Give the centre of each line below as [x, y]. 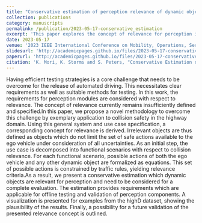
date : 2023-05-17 [28, 40]
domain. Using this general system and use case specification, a [86, 124]
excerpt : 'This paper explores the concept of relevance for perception [99, 34]
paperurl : [19, 57]
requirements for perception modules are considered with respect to [91, 98]
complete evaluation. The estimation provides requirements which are [93, 188]
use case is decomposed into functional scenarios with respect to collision [99, 149]
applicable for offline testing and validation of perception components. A [96, 194]
